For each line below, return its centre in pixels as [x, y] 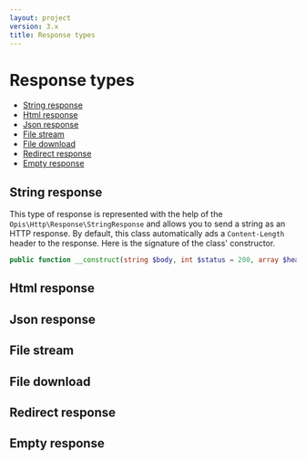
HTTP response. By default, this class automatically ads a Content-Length [147, 234]
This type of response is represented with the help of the [116, 214]
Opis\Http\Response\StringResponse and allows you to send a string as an [148, 224]
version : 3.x [34, 26]
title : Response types [52, 35]
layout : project [40, 18]
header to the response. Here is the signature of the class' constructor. [143, 244]
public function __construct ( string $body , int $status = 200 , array [144, 260]
